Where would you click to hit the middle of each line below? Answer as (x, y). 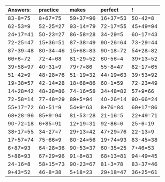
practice (49, 10)
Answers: (19, 10)
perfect (110, 10)
